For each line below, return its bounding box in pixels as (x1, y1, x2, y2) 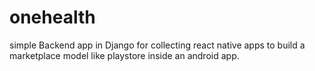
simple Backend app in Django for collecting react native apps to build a (9, 39, 306, 51)
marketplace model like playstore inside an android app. (9, 49, 240, 61)
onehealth (9, 6, 96, 29)
